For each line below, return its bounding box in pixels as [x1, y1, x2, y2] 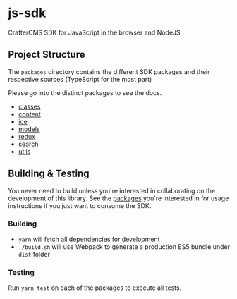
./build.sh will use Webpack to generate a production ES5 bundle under [18, 242, 230, 251]
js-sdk [8, 5, 47, 21]
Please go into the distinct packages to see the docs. [8, 88, 162, 97]
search [18, 140, 39, 148]
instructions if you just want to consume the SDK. [8, 201, 152, 209]
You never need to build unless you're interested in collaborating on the [8, 186, 216, 195]
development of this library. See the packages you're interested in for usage [8, 194, 229, 202]
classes [18, 102, 41, 111]
